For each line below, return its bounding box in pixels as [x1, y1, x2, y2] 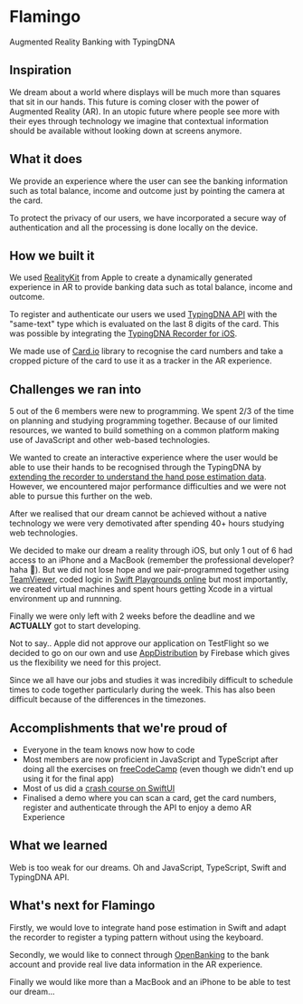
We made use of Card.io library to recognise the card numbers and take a [9, 346, 283, 357]
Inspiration [9, 63, 72, 78]
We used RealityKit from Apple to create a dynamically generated [9, 272, 253, 283]
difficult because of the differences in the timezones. [9, 694, 206, 705]
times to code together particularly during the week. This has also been [9, 684, 276, 695]
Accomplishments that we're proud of [9, 720, 228, 736]
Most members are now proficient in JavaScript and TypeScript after [22, 754, 279, 765]
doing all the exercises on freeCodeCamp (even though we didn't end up [22, 764, 294, 774]
